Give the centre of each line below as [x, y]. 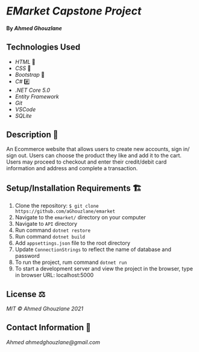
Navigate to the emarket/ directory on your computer [80, 217]
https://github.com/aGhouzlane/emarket [65, 212]
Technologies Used [43, 47]
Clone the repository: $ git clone [57, 206]
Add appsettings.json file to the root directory [73, 243]
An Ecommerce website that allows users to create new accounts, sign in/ [98, 149]
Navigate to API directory [46, 224]
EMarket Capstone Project [74, 11]
